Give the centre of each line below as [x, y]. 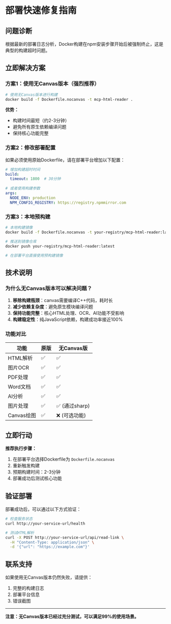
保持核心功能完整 [31, 133]
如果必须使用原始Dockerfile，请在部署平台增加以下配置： [65, 160]
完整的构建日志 [28, 588]
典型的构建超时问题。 [27, 50]
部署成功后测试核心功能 [37, 478]
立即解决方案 [25, 68]
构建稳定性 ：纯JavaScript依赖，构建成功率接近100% [68, 319]
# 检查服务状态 [19, 519]
